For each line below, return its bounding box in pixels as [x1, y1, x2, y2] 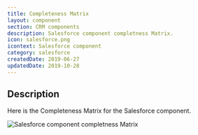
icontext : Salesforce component [7, 43, 101, 50]
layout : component [7, 17, 61, 24]
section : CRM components [7, 23, 80, 30]
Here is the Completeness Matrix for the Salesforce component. [7, 106, 191, 115]
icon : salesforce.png [7, 36, 71, 43]
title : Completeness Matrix [7, 10, 90, 17]
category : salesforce [7, 50, 71, 57]
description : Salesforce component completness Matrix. [7, 29, 174, 37]
